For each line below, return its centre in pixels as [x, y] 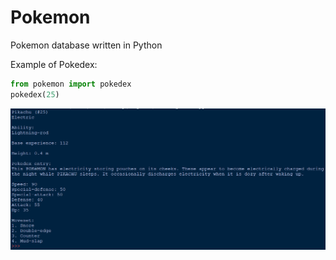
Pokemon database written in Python [86, 45]
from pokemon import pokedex [71, 84]
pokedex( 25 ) [35, 94]
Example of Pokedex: [54, 64]
